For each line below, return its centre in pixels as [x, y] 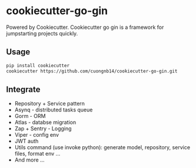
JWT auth [26, 141]
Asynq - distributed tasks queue [54, 110]
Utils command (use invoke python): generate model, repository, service [102, 147]
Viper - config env [37, 135]
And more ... [30, 160]
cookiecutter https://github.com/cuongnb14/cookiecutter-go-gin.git [92, 71]
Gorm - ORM [30, 116]
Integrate [23, 89]
